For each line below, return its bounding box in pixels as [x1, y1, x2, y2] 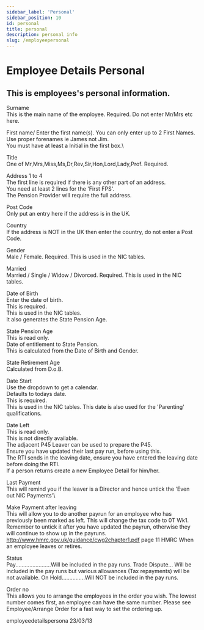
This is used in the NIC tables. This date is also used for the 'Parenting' [6, 403, 184, 410]
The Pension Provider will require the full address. [6, 192, 132, 199]
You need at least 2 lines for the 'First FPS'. [6, 185, 115, 192]
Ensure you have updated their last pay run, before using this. [6, 447, 162, 455]
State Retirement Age [6, 359, 60, 366]
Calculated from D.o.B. [6, 365, 64, 373]
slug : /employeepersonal [6, 37, 70, 43]
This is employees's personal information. [6, 88, 170, 98]
